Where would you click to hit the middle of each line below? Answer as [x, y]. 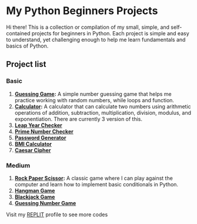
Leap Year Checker [39, 125]
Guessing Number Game [45, 203]
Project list [26, 64]
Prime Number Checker [44, 131]
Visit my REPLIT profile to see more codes [57, 214]
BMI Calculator [33, 144]
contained [18, 33]
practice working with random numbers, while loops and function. [94, 100]
